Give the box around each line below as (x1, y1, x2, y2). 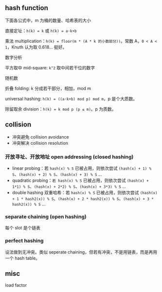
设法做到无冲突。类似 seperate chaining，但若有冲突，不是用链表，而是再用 (5, 249, 157, 255)
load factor (5, 282, 27, 288)
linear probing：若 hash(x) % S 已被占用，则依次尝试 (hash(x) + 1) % (12, 165, 152, 171)
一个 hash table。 (5, 255, 40, 261)
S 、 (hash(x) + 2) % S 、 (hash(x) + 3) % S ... (12, 171, 102, 177)
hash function (5, 4, 49, 12)
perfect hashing (5, 238, 44, 244)
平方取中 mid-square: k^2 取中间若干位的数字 (5, 65, 95, 70)
